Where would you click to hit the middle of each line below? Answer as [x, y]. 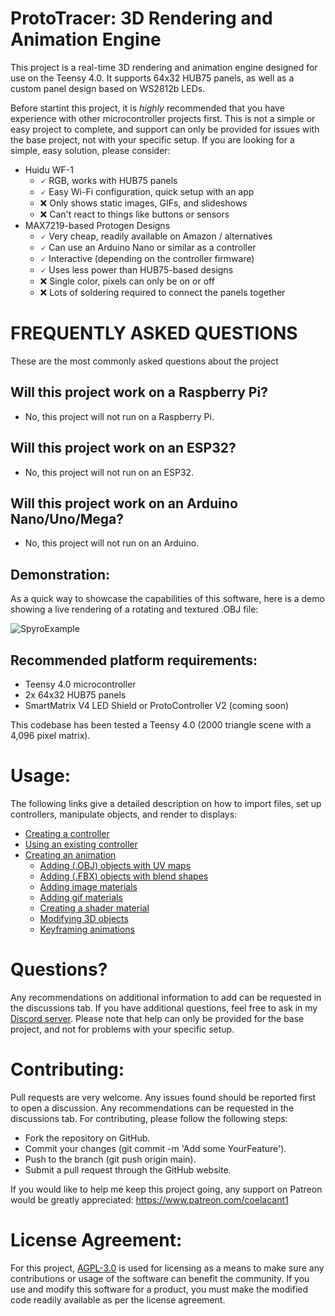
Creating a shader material [94, 908]
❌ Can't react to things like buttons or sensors [134, 214]
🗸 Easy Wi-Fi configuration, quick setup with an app [147, 191]
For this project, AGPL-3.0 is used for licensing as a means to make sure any [167, 1268]
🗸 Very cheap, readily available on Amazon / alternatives [156, 236]
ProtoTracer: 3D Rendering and [141, 18]
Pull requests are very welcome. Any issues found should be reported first [163, 1097]
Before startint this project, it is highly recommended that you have [147, 108]
